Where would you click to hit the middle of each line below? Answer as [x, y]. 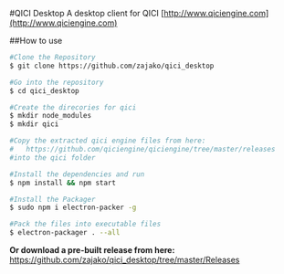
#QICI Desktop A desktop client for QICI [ [87, 13]
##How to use [36, 41]
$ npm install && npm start [63, 183]
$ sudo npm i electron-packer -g [73, 208]
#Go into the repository [57, 82]
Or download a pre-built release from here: [92, 250]
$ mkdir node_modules [51, 116]
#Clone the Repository [53, 58]
